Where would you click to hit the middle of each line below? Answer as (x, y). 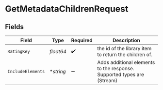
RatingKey (19, 52)
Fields (15, 27)
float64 (58, 52)
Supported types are (121, 75)
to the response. (116, 68)
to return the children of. (125, 54)
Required (82, 40)
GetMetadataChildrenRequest (67, 9)
